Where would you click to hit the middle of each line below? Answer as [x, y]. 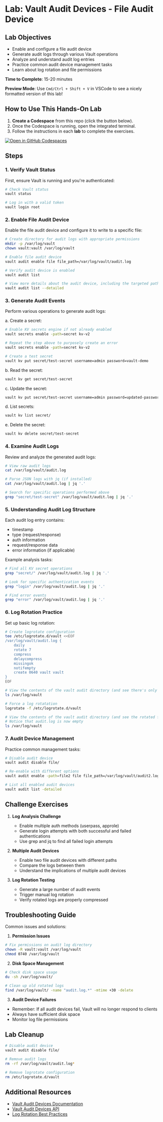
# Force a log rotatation [31, 704]
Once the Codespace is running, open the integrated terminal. [74, 126]
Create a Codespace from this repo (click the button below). [73, 121]
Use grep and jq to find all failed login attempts [66, 841]
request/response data [35, 545]
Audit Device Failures [34, 999]
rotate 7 [23, 650]
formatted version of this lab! [34, 94]
